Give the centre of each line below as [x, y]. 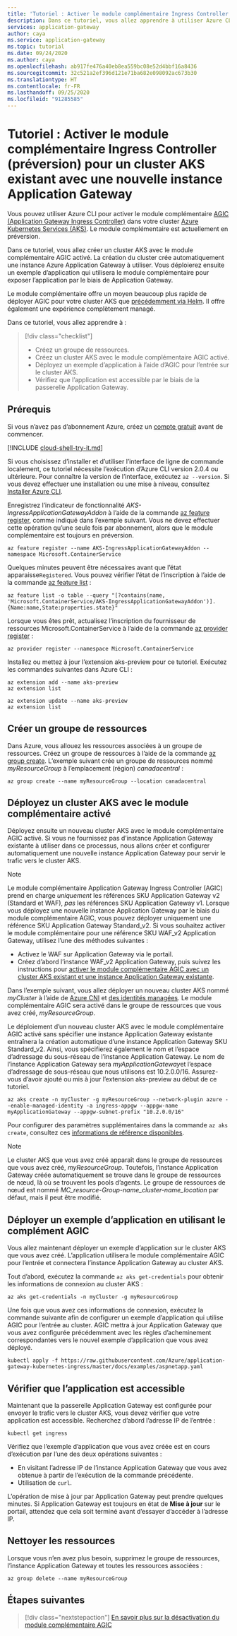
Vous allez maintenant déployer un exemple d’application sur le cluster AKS [117, 1248]
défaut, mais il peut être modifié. [54, 1197]
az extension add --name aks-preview [63, 682]
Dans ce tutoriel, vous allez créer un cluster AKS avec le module [101, 250]
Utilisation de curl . [45, 1483]
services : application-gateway [53, 27]
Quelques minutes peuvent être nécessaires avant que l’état [95, 567]
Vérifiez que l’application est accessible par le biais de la [117, 379]
